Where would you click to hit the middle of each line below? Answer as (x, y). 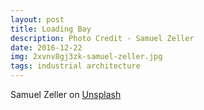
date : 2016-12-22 (46, 47)
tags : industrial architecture (75, 66)
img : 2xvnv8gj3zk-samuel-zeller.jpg (86, 57)
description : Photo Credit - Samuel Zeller (102, 38)
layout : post (37, 19)
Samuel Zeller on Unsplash (66, 94)
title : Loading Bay (51, 29)
